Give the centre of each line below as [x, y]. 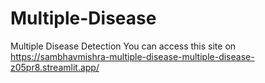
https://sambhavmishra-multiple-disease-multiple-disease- [132, 56]
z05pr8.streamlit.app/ [55, 67]
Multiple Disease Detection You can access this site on [123, 46]
